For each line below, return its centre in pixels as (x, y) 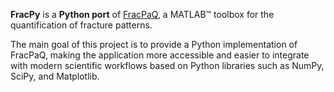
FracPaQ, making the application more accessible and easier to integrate (160, 55)
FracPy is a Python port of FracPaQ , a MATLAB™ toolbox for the (142, 14)
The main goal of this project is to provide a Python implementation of (154, 44)
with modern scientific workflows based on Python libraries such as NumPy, (167, 65)
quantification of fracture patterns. (81, 25)
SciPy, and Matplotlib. (55, 76)
